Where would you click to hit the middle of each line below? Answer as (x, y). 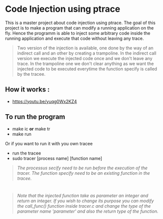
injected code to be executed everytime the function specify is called (87, 69)
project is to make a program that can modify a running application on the (79, 28)
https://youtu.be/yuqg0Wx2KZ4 (44, 101)
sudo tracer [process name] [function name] (57, 158)
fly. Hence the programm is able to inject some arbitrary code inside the (78, 33)
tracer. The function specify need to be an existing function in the (83, 173)
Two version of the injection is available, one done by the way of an (85, 48)
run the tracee (27, 153)
